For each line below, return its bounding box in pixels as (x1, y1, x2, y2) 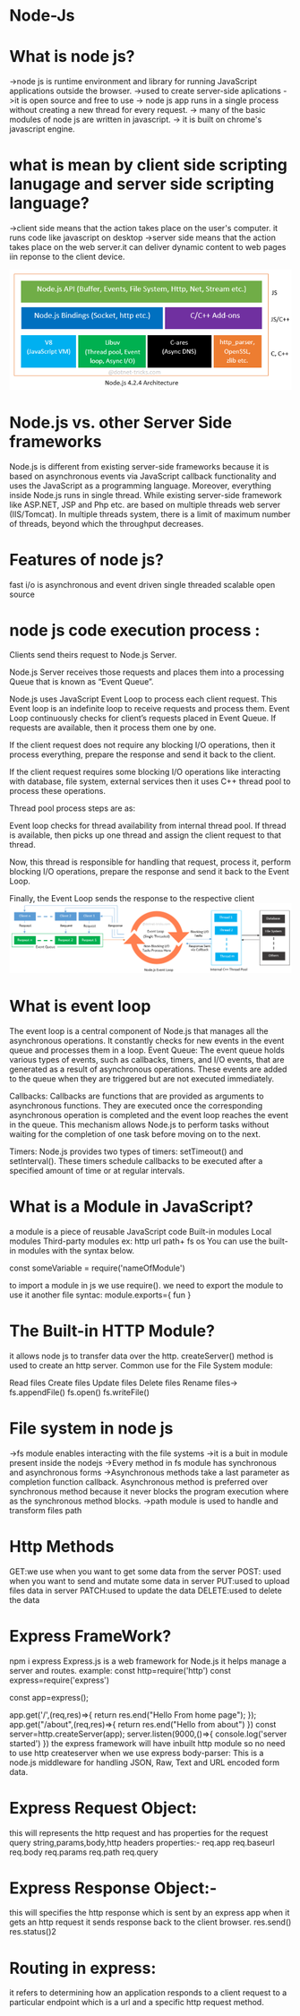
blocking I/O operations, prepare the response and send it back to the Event (9, 866, 289, 877)
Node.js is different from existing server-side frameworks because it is (9, 461, 270, 471)
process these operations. (9, 786, 106, 797)
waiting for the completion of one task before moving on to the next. (9, 1128, 261, 1139)
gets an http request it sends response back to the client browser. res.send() (9, 1917, 292, 1927)
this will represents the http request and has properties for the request (9, 1827, 269, 1838)
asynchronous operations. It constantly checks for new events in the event (9, 1035, 285, 1046)
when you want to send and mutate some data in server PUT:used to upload (9, 1575, 290, 1586)
